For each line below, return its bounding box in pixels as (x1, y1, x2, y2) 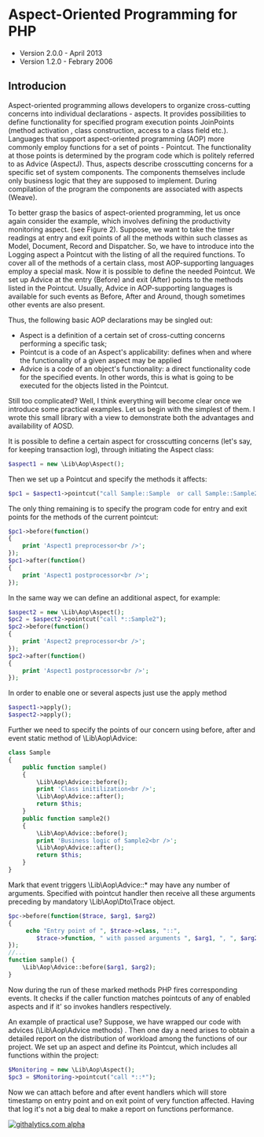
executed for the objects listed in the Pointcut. (19, 381, 169, 390)
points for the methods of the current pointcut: (8, 512, 159, 522)
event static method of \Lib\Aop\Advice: (8, 734, 137, 742)
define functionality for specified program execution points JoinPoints (8, 117, 234, 127)
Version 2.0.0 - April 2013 (19, 48, 103, 58)
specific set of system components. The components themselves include (8, 167, 246, 176)
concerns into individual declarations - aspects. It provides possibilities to (8, 109, 247, 118)
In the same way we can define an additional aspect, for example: (8, 593, 221, 602)
